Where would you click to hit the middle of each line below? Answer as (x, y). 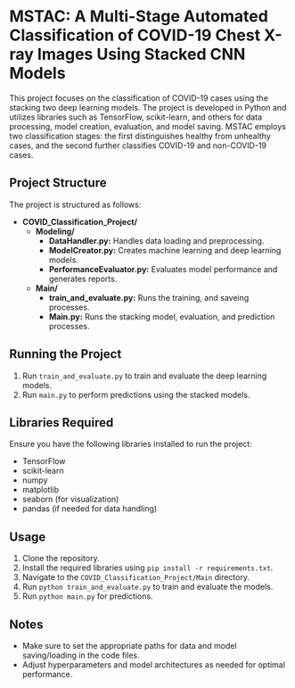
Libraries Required (61, 423)
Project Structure (58, 183)
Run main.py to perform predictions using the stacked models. (136, 394)
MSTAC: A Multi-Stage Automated (139, 17)
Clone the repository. (61, 559)
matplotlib (41, 490)
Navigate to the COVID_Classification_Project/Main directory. (135, 577)
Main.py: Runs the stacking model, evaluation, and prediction (162, 316)
